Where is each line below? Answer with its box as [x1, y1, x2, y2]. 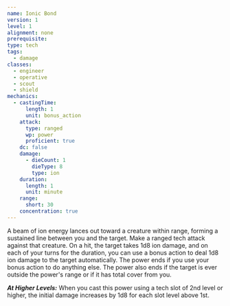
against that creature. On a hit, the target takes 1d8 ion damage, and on [7, 241, 208, 249]
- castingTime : [13, 99, 57, 106]
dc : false [19, 144, 48, 151]
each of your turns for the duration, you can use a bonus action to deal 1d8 [7, 248, 219, 257]
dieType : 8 [32, 163, 63, 170]
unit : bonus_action [25, 112, 81, 119]
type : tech [7, 42, 38, 49]
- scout [13, 80, 36, 87]
